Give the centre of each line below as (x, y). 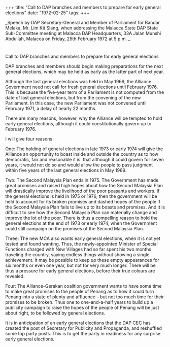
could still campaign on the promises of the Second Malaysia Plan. (75, 229)
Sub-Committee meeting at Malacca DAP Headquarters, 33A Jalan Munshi (83, 33)
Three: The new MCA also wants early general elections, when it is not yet (83, 238)
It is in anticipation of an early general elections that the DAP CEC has (78, 323)
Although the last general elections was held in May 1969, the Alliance (78, 82)
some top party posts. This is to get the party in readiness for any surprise (83, 334)
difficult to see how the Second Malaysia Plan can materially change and (81, 213)
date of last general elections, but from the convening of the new (73, 98)
